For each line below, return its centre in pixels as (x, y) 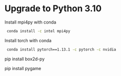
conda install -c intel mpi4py (38, 31)
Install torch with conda (28, 40)
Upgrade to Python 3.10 (53, 9)
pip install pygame (23, 68)
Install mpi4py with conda (30, 22)
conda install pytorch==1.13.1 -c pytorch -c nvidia (61, 50)
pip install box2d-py (25, 59)
